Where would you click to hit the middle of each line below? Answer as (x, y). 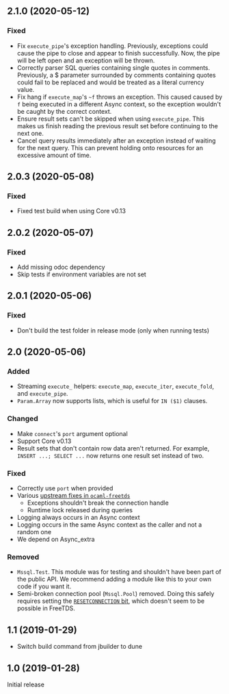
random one (34, 532)
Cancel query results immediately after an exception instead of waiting (117, 141)
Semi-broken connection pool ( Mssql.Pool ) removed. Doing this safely (116, 594)
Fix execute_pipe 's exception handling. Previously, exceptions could (112, 46)
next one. (30, 133)
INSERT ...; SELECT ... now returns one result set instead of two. (110, 455)
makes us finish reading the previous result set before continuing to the (118, 125)
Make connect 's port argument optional (72, 433)
